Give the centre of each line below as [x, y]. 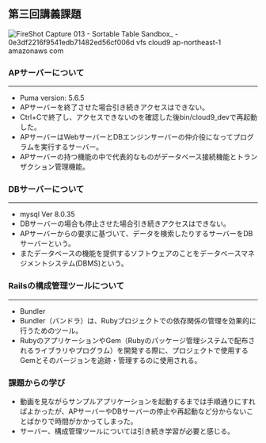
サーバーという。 [47, 243]
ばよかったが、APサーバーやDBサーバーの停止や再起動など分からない [133, 411]
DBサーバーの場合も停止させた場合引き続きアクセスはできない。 [125, 223]
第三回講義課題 [45, 14]
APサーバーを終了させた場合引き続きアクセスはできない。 [114, 107]
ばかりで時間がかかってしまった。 [82, 421]
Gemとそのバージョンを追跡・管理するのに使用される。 [110, 360]
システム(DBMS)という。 [87, 263]
